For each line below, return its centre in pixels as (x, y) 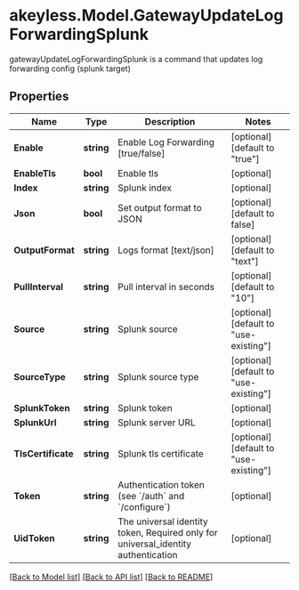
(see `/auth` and (151, 496)
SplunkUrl (35, 422)
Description (170, 121)
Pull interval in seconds (166, 287)
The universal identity (163, 521)
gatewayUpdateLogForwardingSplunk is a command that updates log (136, 59)
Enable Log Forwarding (166, 141)
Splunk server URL (157, 422)
